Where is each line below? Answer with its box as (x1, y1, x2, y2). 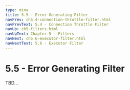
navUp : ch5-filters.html (5, 27, 58, 32)
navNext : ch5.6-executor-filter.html (5, 36, 86, 41)
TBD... (5, 80, 18, 86)
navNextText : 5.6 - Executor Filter (5, 41, 83, 46)
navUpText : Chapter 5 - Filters (5, 31, 74, 36)
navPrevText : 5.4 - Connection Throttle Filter (5, 21, 109, 27)
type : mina (5, 7, 29, 13)
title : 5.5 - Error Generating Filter (5, 12, 88, 17)
